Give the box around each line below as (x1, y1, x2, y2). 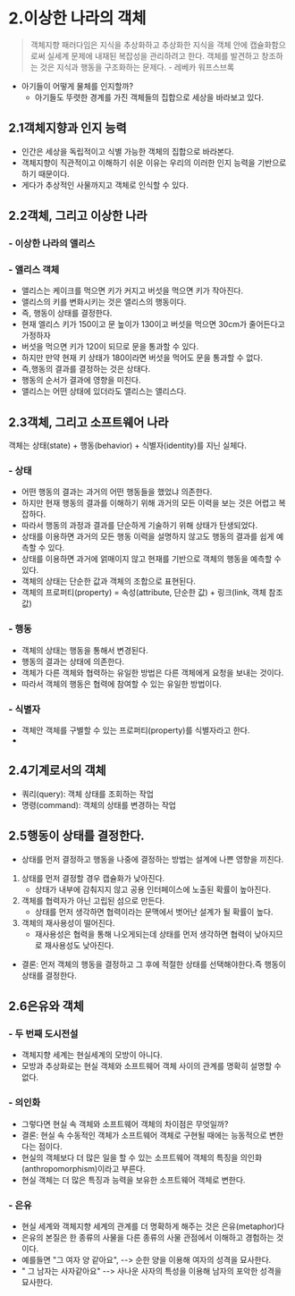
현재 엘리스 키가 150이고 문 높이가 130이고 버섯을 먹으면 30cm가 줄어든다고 (21, 319, 285, 330)
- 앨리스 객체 (8, 263, 60, 275)
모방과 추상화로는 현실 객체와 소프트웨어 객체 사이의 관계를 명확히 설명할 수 (21, 1061, 282, 1072)
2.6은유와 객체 (8, 998, 84, 1014)
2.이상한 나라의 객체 (8, 8, 147, 29)
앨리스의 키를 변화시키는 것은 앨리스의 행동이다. (21, 297, 187, 307)
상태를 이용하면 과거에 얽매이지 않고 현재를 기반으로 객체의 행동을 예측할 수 (21, 553, 282, 564)
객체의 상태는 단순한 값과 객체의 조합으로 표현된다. (21, 576, 196, 586)
